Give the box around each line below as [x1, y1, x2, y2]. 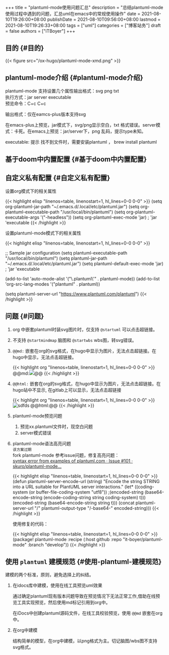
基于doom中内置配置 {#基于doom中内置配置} [5, 155, 147, 164]
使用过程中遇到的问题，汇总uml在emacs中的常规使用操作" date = [5, 11, 141, 17]
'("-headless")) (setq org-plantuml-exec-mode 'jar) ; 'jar [40, 214, 157, 220]
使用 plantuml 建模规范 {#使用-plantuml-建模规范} [5, 558, 162, 566]
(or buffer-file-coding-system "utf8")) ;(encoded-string [29, 489, 144, 495]
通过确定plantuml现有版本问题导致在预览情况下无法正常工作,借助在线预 [12, 593, 160, 599]
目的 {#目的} [5, 44, 44, 52]
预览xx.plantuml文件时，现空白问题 [20, 423, 93, 430]
